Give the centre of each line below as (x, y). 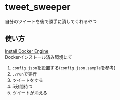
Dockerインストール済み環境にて (39, 57)
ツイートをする (28, 80)
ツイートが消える (30, 92)
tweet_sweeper (38, 7)
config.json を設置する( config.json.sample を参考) (64, 67)
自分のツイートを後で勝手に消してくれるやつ (51, 21)
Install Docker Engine (27, 51)
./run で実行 (25, 74)
